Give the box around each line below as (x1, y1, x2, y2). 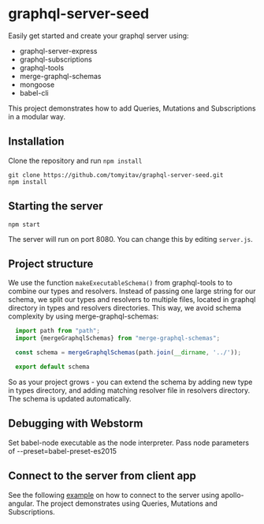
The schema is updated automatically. (8, 394, 132, 403)
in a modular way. (8, 111, 65, 121)
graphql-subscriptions (19, 55, 92, 64)
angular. (8, 499, 35, 508)
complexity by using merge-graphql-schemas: (8, 311, 159, 321)
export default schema (15, 363, 90, 371)
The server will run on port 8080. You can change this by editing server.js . (8, 234, 254, 243)
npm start (8, 221, 41, 228)
